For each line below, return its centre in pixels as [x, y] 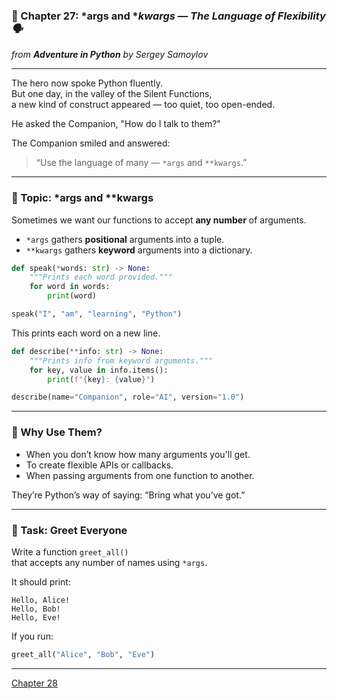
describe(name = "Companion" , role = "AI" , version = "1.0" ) [128, 397]
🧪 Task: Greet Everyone [69, 530]
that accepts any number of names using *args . [109, 562]
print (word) [72, 296]
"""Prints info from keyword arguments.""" [121, 360]
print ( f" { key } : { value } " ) [101, 379]
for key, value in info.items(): [99, 370]
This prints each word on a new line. [86, 333]
